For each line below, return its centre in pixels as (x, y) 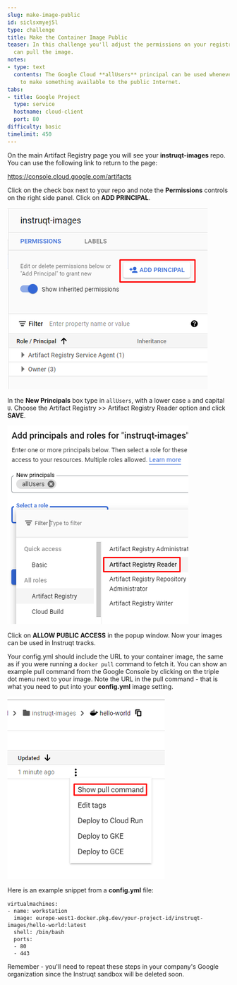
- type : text (26, 67)
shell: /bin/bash (39, 932)
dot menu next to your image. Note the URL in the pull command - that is (113, 679)
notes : (17, 60)
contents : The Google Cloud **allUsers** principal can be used (110, 74)
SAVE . (17, 415)
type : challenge (31, 30)
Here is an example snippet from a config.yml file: (80, 890)
